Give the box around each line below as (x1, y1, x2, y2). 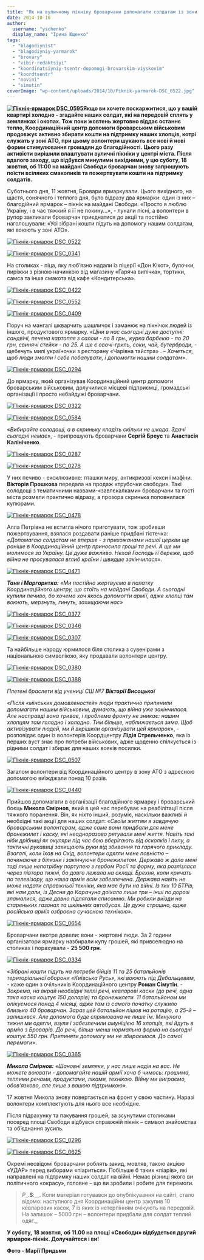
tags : (7, 37, 21, 43)
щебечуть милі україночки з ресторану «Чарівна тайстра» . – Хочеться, (7, 347, 194, 354)
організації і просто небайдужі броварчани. (7, 390, 121, 398)
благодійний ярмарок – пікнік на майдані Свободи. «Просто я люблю (7, 200, 187, 207)
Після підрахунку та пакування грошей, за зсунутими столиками (7, 1112, 175, 1119)
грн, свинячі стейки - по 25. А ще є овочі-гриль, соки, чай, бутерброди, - (7, 341, 197, 348)
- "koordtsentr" (12, 71, 53, 77)
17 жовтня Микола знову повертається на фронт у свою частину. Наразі (7, 1093, 195, 1101)
